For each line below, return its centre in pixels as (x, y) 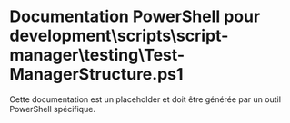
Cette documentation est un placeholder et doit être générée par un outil (145, 99)
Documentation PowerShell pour (135, 17)
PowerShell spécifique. (52, 109)
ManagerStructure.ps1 (96, 75)
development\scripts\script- (119, 36)
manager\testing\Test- (97, 55)
